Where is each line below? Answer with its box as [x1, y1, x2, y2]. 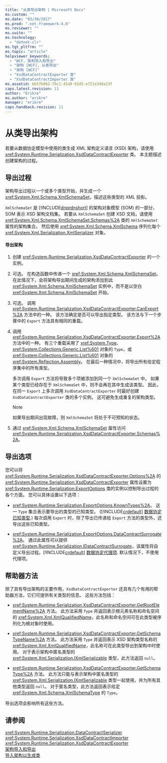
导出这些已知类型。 [12, 521, 52, 527]
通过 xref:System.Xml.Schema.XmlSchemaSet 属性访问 [12, 425, 126, 431]
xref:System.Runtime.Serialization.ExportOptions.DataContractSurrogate [12, 531, 162, 537]
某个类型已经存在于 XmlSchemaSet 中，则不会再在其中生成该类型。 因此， [12, 381, 161, 387]
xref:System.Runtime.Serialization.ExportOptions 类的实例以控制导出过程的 [5, 485, 159, 491]
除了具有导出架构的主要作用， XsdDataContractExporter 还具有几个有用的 [5, 585, 154, 591]
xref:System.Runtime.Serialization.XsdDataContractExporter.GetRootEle [12, 602, 160, 608]
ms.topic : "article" [5, 49, 48, 54]
